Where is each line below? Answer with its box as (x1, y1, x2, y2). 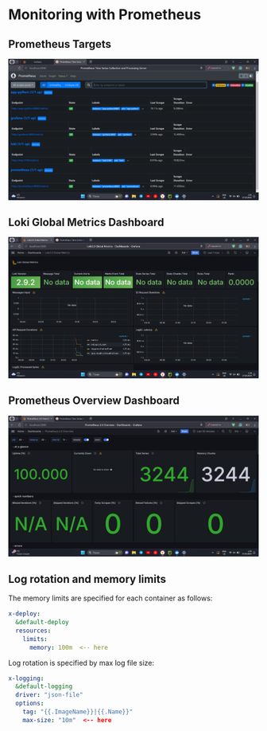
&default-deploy (15, 619, 69, 627)
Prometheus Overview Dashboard (8, 394, 180, 408)
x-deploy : (8, 610, 41, 618)
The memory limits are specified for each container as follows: (8, 593, 213, 603)
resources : (15, 627, 52, 635)
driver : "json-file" (15, 691, 83, 699)
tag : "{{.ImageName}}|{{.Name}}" (22, 708, 133, 716)
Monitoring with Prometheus (8, 6, 201, 24)
